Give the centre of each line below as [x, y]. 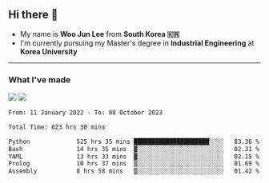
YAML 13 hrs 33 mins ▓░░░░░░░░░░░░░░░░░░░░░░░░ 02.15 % [134, 157]
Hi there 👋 [33, 15]
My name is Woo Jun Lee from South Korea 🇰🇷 [100, 34]
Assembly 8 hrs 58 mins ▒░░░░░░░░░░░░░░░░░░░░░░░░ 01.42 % [134, 171]
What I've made [40, 79]
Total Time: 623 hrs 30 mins [57, 127]
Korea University [48, 51]
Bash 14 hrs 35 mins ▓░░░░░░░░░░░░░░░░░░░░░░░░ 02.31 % [134, 149]
